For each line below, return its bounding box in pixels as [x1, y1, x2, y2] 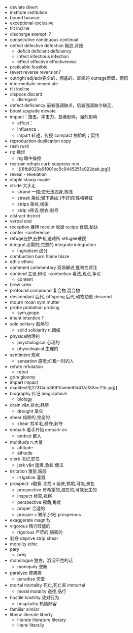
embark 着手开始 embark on [9, 427, 67, 432]
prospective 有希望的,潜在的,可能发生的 [17, 487, 97, 492]
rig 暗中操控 [17, 156, 41, 161]
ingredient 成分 [17, 248, 48, 254]
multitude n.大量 [9, 439, 43, 445]
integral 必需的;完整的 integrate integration [9, 242, 96, 247]
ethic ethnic [9, 259, 34, 264]
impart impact [9, 379, 38, 385]
